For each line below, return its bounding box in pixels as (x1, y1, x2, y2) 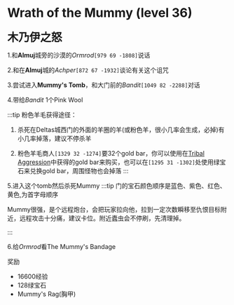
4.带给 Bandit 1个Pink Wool (7, 95, 83, 104)
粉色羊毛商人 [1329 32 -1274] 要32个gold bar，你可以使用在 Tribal (17, 149, 205, 157)
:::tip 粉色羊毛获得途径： (7, 110, 77, 118)
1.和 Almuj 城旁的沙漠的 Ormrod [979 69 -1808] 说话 (7, 50, 151, 59)
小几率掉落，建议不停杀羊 (17, 134, 92, 142)
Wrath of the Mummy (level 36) (7, 5, 193, 21)
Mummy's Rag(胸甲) (17, 290, 76, 298)
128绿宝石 (17, 280, 47, 289)
